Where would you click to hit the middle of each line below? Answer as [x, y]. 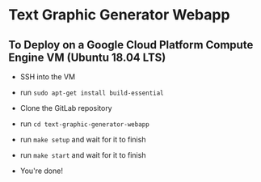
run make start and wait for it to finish [83, 155]
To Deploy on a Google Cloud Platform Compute [131, 45]
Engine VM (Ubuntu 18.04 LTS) [87, 57]
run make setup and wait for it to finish [83, 140]
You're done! [41, 171]
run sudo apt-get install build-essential [92, 92]
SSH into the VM [47, 77]
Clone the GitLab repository [66, 108]
